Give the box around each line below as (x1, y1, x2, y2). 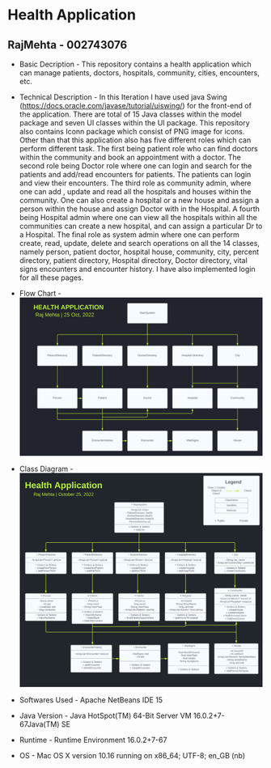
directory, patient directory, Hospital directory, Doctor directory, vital (19, 256, 248, 265)
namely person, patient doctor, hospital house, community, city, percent (19, 247, 260, 257)
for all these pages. (19, 273, 84, 282)
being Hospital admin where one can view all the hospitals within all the (19, 213, 258, 222)
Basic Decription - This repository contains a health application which (19, 59, 252, 69)
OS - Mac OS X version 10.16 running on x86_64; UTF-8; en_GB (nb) (19, 750, 246, 760)
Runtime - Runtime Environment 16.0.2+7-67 (19, 735, 167, 745)
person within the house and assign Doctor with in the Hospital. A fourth (19, 204, 260, 214)
